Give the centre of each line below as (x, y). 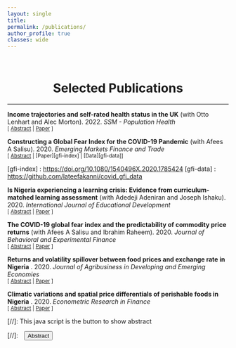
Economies (24, 274)
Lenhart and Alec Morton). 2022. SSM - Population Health (91, 122)
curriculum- (191, 190)
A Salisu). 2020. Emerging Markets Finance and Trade (86, 149)
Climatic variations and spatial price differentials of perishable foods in (113, 294)
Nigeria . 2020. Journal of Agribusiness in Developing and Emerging (106, 267)
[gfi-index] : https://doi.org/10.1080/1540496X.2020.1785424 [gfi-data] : (112, 169)
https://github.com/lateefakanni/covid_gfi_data (75, 176)
